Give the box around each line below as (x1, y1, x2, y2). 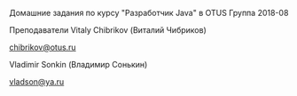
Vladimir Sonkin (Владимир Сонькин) (9, 60, 148, 69)
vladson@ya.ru (9, 76, 65, 87)
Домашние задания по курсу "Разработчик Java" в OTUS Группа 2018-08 (9, 8, 289, 18)
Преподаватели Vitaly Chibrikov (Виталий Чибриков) (9, 25, 207, 35)
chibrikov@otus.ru (9, 42, 77, 52)
